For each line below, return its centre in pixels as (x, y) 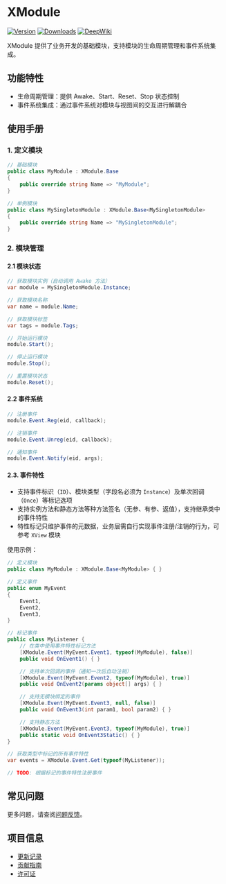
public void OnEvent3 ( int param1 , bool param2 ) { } (95, 710)
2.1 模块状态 (24, 266)
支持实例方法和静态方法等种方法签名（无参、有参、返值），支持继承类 (115, 509)
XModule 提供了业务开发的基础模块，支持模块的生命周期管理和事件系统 (109, 45)
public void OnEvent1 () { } (60, 659)
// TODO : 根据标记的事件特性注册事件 (55, 773)
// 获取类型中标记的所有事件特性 (48, 754)
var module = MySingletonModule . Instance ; (69, 288)
